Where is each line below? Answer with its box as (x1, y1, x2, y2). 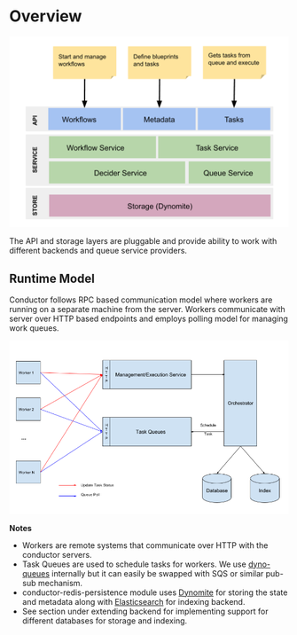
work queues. (9, 323, 59, 333)
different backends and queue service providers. (9, 246, 188, 256)
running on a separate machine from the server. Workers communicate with (9, 304, 285, 315)
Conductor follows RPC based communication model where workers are (9, 294, 273, 305)
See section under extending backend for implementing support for (21, 606, 269, 616)
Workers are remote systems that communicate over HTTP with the (21, 539, 269, 551)
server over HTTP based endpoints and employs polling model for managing (9, 313, 288, 325)
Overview (9, 6, 82, 27)
